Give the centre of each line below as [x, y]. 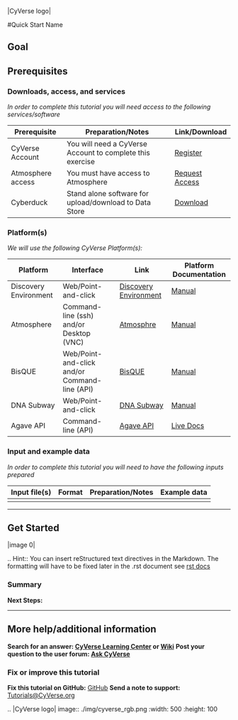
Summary [25, 584]
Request [188, 173]
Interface [88, 270]
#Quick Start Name [35, 24]
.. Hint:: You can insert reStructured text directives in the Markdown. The [113, 559]
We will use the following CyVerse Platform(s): [75, 248]
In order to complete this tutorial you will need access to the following [109, 107]
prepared [21, 474]
